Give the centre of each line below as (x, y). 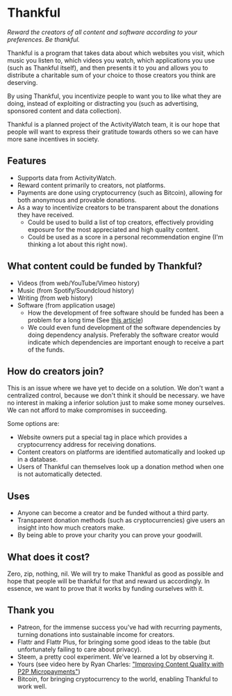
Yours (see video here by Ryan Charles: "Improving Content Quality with (121, 664)
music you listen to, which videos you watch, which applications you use (111, 60)
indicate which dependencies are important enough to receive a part (126, 342)
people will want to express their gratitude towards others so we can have (113, 132)
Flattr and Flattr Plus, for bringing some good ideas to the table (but (114, 642)
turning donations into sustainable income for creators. (96, 634)
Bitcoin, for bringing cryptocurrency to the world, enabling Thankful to (118, 679)
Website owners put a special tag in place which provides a (102, 437)
